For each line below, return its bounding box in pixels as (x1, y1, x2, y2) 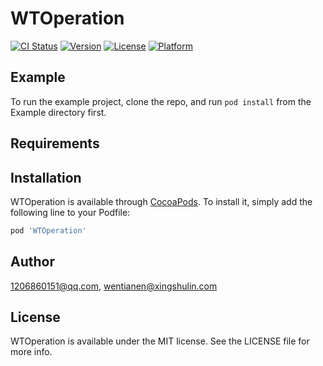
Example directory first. (10, 106, 107, 118)
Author (10, 253, 55, 271)
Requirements (10, 135, 100, 152)
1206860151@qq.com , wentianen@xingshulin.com (10, 280, 218, 292)
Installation (10, 169, 82, 186)
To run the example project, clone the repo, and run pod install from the (10, 95, 312, 107)
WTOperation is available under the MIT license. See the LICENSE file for (10, 335, 310, 347)
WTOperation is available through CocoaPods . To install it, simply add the (10, 195, 313, 207)
